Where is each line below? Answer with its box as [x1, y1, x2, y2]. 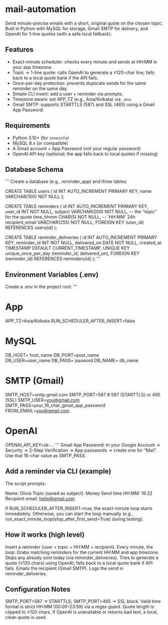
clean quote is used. [5, 614, 47, 620]
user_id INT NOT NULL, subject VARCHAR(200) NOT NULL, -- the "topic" [5, 209, 157, 215]
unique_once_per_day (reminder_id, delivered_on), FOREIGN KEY [5, 250, 140, 257]
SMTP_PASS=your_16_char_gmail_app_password [5, 402, 106, 408]
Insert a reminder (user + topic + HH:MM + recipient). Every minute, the [5, 544, 153, 550]
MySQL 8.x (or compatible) [12, 140, 69, 146]
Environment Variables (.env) [5, 270, 99, 279]
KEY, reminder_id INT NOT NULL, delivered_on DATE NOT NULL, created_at [5, 240, 161, 246]
